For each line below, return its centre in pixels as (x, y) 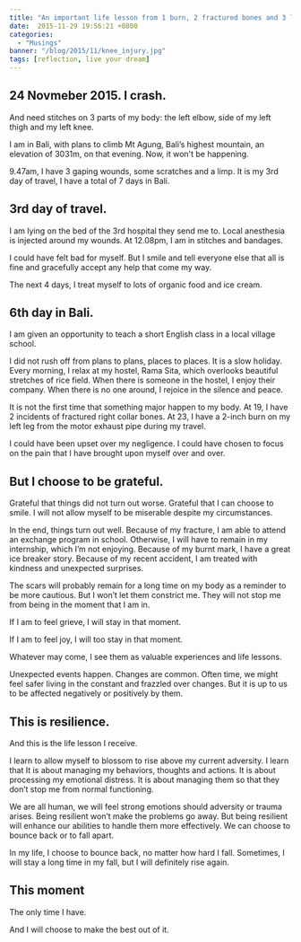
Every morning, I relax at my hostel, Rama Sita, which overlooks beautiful (144, 371)
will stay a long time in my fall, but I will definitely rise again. (120, 862)
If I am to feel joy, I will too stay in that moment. (96, 639)
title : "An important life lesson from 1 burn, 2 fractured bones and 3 (148, 18)
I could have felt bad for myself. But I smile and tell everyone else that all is (147, 258)
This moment (47, 890)
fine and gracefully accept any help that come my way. (111, 267)
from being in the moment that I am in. (80, 605)
